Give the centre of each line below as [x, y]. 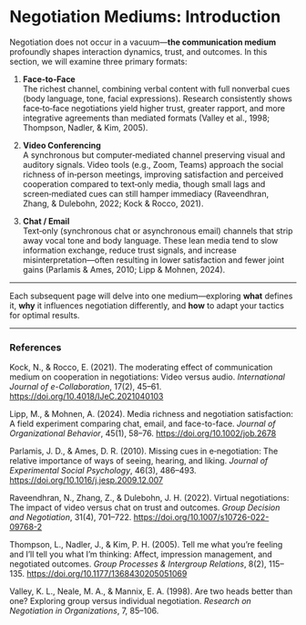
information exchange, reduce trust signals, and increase [129, 250]
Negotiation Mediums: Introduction [145, 17]
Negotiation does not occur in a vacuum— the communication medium [143, 42]
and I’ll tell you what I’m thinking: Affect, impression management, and [141, 555]
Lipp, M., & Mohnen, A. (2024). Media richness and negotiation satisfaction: [151, 414]
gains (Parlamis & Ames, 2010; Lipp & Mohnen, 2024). [124, 269]
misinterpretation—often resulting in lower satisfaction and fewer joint [153, 260]
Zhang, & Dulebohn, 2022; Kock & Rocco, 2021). [113, 203]
